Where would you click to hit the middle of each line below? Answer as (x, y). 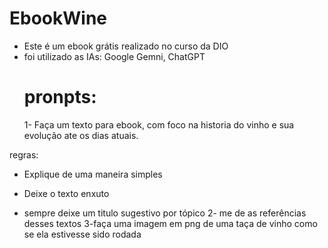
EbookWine (58, 18)
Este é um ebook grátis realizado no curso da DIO (126, 46)
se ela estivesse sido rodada (82, 234)
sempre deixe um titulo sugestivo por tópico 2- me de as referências (165, 213)
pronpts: (60, 97)
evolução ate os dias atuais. (81, 135)
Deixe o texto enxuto (66, 193)
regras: (24, 154)
